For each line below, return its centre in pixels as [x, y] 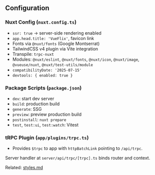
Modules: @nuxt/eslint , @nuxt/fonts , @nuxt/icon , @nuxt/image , [76, 59]
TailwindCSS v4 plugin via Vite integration [55, 48]
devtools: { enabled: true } [42, 75]
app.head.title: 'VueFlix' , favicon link [53, 38]
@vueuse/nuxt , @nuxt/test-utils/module [53, 64]
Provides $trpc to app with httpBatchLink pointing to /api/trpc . [77, 148]
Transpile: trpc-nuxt [33, 54]
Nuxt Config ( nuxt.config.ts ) [41, 22]
